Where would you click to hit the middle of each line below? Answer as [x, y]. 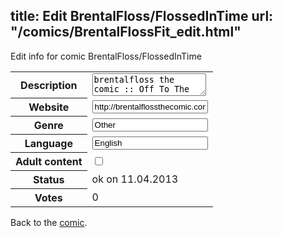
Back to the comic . [49, 223]
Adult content [49, 162]
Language [48, 144]
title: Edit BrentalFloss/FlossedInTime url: [142, 16]
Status [49, 180]
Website [49, 107]
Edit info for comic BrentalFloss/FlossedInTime [106, 56]
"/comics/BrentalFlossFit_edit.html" [126, 32]
